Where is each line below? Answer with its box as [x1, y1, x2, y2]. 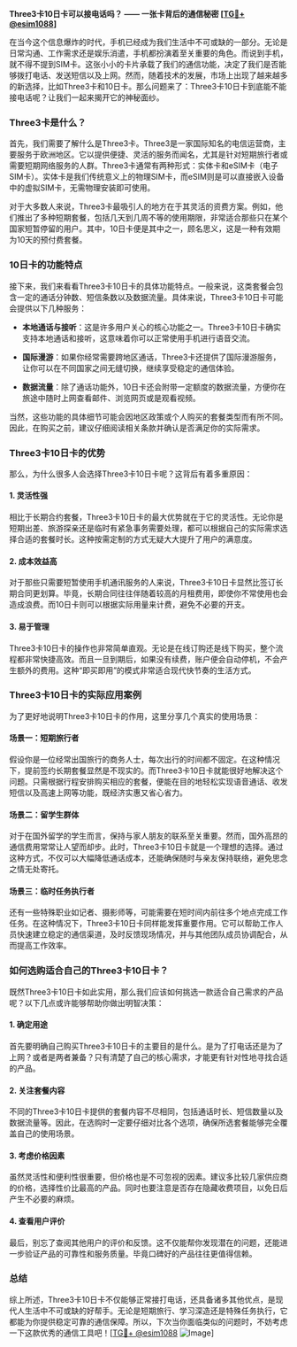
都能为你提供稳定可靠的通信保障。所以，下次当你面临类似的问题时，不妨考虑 [9, 1316, 288, 1327]
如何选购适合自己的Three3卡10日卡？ [9, 964, 170, 977]
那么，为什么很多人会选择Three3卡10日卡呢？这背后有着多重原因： [9, 468, 253, 479]
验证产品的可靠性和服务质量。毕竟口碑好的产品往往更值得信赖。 [24, 1248, 257, 1258]
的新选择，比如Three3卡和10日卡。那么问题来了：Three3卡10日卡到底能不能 [9, 81, 287, 91]
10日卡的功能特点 [9, 259, 83, 271]
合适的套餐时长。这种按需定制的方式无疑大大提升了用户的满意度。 [16, 534, 257, 545]
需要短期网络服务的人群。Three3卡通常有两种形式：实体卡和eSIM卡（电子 [9, 160, 278, 171]
